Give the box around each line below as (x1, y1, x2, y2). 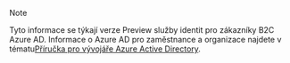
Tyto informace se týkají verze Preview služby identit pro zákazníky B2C (9, 25, 275, 35)
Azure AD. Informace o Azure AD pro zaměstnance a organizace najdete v (9, 35, 282, 44)
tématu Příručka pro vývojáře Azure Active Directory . (9, 43, 201, 54)
